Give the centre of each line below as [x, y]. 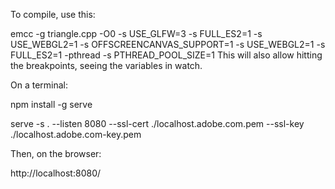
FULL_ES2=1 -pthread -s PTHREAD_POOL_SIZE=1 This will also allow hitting [166, 55]
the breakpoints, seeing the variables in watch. [106, 65]
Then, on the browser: [56, 153]
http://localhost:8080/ [56, 173]
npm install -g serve [51, 104]
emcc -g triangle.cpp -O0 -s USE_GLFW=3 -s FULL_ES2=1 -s [136, 33]
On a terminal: [39, 85]
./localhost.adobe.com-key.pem [76, 134]
